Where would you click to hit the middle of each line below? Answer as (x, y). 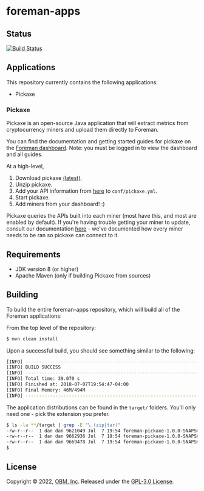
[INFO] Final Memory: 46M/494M (46, 390)
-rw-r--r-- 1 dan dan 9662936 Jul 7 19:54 (63, 436)
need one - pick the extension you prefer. (58, 414)
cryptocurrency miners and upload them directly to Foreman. (83, 130)
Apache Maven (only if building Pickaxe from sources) (83, 275)
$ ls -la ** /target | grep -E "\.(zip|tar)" (63, 425)
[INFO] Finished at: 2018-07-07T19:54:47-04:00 (68, 385)
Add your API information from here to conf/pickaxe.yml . (86, 191)
